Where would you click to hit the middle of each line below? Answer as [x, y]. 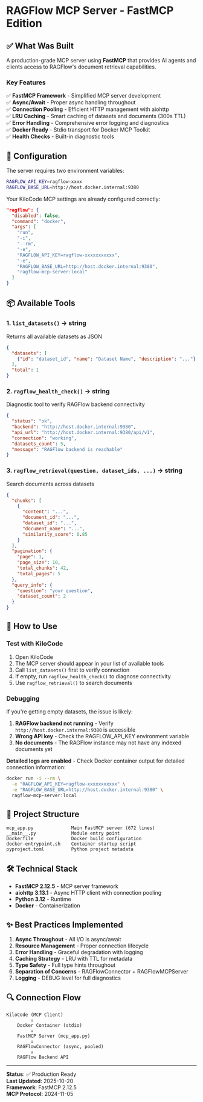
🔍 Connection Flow [44, 998]
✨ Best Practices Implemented [65, 925]
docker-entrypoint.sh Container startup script [71, 844]
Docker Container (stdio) [50, 1025]
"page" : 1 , [31, 557]
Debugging [23, 698]
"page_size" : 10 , [39, 563]
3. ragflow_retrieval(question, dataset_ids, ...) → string [95, 470]
